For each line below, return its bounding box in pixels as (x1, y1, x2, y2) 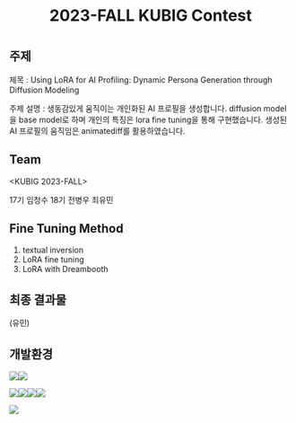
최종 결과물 (9, 292, 67, 307)
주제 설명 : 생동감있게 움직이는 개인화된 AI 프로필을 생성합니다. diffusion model (9, 102, 287, 113)
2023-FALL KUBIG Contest (48, 5, 253, 26)
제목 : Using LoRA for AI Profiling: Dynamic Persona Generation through (9, 74, 273, 85)
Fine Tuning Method (9, 221, 124, 236)
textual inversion (22, 244, 83, 256)
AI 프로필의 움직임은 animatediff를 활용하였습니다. (9, 125, 186, 136)
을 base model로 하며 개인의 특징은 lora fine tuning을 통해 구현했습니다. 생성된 (9, 114, 287, 125)
